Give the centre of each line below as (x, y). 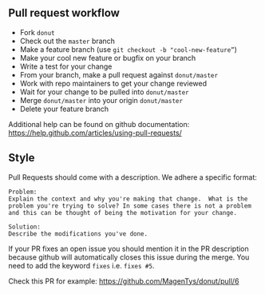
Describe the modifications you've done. (78, 234)
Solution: (25, 227)
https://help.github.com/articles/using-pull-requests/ (95, 133)
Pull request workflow (64, 13)
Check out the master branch (67, 41)
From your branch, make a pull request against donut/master (119, 74)
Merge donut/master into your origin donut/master (101, 100)
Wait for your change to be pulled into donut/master (104, 92)
